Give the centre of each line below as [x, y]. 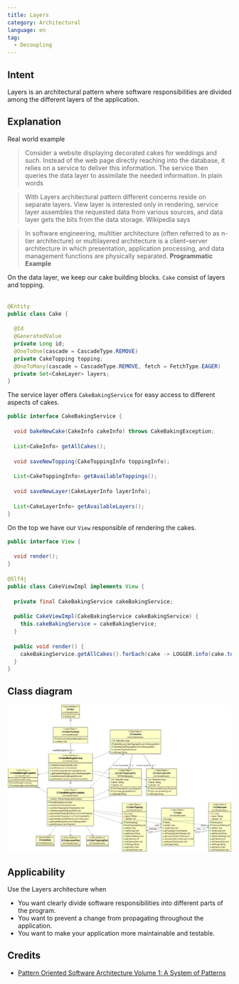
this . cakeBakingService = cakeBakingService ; [89, 624]
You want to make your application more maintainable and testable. [116, 933]
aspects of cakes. [33, 403]
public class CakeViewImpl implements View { [76, 586]
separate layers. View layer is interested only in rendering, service [121, 204]
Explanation [34, 122]
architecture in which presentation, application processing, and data [124, 248]
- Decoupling [33, 45]
